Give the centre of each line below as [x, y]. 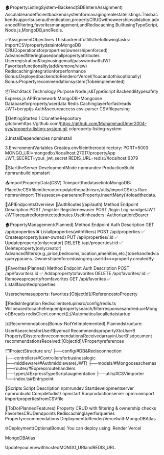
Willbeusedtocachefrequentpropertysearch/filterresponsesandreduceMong [81, 309]
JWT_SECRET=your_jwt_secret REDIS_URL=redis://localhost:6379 [72, 158]
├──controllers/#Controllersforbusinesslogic [50, 358]
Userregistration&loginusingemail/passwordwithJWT [58, 61]
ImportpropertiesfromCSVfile [34, 399]
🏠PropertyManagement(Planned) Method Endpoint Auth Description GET [80, 225]
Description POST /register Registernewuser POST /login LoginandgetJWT [80, 210]
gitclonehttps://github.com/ [33, 124]
